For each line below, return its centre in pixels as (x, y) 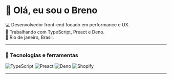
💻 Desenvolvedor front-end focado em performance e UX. (68, 24)
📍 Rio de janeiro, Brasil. (30, 37)
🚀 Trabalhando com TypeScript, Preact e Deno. (55, 32)
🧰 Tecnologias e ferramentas (42, 55)
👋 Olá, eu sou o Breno (51, 10)
